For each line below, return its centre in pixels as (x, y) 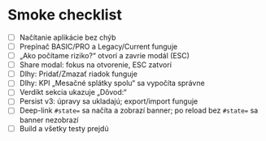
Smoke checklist (65, 15)
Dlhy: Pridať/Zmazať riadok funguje (78, 74)
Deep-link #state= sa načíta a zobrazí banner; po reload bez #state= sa (139, 110)
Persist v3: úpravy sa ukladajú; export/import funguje (109, 101)
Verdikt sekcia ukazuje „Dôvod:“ (73, 92)
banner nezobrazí (49, 120)
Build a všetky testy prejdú (64, 128)
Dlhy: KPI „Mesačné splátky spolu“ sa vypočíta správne (112, 83)
